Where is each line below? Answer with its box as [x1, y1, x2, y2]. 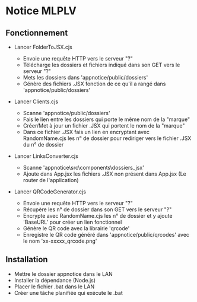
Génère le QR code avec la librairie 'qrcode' [23, 225, 130, 232]
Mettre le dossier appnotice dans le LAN [14, 270, 113, 277]
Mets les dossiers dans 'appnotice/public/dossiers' [23, 74, 148, 81]
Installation [5, 255, 48, 265]
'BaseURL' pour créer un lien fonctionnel [23, 218, 122, 225]
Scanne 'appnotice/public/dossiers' [23, 110, 110, 116]
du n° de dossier [23, 141, 64, 148]
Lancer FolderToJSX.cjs [14, 43, 72, 50]
